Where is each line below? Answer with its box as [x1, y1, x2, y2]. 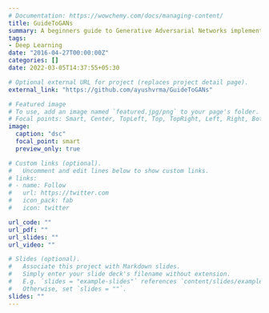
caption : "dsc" [15, 130, 66, 138]
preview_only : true [15, 145, 81, 153]
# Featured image [8, 100, 66, 108]
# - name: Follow [8, 182, 66, 190]
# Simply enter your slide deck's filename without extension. [8, 270, 231, 279]
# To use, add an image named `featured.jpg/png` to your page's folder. [8, 107, 260, 116]
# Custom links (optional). [8, 159, 102, 167]
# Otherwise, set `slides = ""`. [8, 285, 127, 293]
